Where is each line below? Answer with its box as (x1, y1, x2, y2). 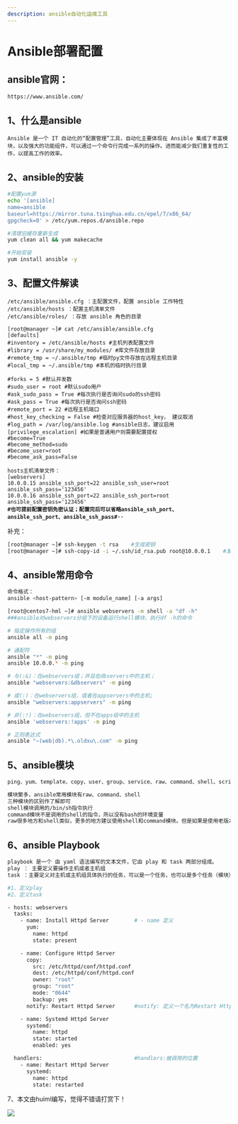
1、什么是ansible (7, 114, 82, 127)
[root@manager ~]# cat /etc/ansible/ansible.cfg (7, 325, 154, 333)
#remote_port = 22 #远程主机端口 (7, 406, 100, 413)
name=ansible (7, 203, 46, 210)
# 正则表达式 (7, 731, 40, 738)
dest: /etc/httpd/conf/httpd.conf (33, 970, 135, 977)
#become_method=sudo (7, 441, 69, 448)
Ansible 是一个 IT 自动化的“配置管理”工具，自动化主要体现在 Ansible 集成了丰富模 (7, 135, 228, 142)
